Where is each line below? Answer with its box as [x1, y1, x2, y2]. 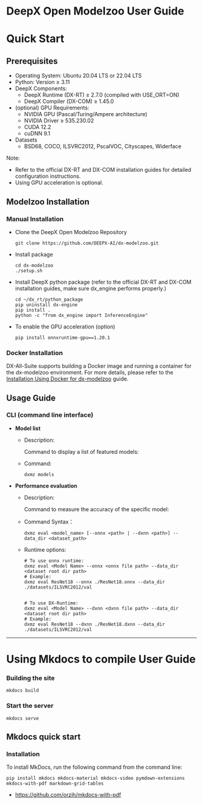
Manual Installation [6, 215, 64, 223]
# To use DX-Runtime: [24, 600, 79, 606]
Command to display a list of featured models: [24, 448, 139, 455]
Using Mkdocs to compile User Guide [6, 652, 196, 666]
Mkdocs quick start [6, 732, 81, 742]
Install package [14, 250, 53, 258]
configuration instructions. [14, 172, 81, 180]
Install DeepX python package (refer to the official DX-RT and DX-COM [14, 278, 192, 286]
